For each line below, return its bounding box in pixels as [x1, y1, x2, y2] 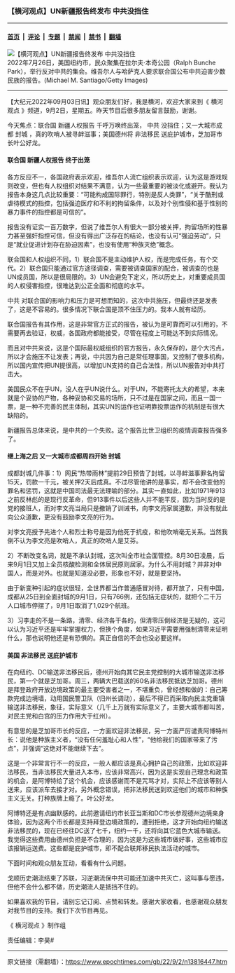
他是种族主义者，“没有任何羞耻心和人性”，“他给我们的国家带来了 [25, 735, 212, 744]
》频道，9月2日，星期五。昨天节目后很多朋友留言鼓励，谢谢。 [20, 106, 201, 114]
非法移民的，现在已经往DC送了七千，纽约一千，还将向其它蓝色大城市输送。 [7, 826, 225, 835]
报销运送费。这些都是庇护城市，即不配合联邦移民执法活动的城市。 [13, 844, 204, 852]
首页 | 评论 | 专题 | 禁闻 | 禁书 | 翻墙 [7, 32, 122, 41]
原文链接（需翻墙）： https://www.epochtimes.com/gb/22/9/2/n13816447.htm [7, 958, 227, 966]
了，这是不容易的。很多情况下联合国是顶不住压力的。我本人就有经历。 [7, 305, 210, 313]
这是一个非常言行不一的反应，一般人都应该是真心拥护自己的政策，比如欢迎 [7, 759, 222, 768]
